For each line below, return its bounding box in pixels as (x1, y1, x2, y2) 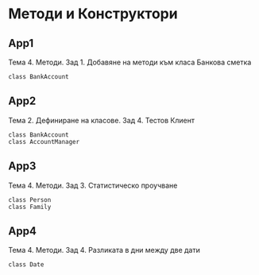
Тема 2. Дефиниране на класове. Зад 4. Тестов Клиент (8, 115, 195, 125)
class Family (8, 203, 52, 211)
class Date (8, 261, 44, 269)
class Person (8, 196, 52, 203)
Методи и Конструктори (8, 5, 178, 23)
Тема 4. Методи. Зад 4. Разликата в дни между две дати (8, 246, 200, 255)
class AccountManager (8, 137, 80, 145)
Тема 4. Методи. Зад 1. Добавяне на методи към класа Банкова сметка (8, 57, 252, 67)
